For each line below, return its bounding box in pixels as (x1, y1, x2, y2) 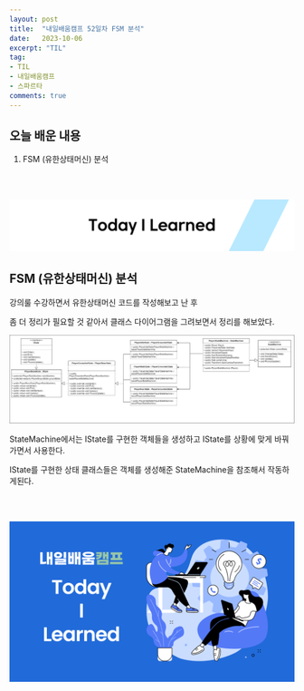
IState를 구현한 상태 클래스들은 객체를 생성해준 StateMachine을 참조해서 (9, 463, 266, 475)
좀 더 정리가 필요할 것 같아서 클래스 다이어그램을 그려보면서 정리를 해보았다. (9, 316, 275, 326)
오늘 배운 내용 (9, 128, 81, 144)
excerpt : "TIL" (9, 44, 67, 53)
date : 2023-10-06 (9, 34, 83, 43)
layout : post (9, 15, 59, 24)
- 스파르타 (9, 82, 43, 91)
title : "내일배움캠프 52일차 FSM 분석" (9, 24, 145, 34)
